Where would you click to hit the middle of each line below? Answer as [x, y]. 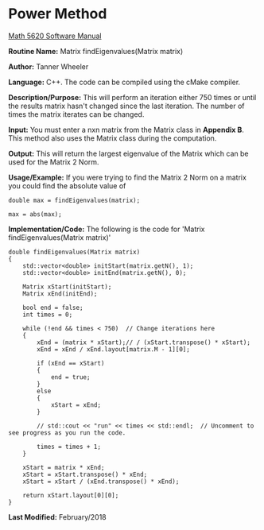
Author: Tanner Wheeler [49, 66]
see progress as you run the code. [67, 433]
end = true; [70, 377]
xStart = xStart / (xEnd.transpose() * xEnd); [101, 482]
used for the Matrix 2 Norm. [54, 162]
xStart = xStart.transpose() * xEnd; [85, 474]
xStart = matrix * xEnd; [64, 467]
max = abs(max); [35, 214]
